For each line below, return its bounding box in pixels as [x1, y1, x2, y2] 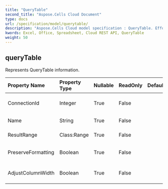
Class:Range [59, 131, 89, 138]
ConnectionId [7, 99, 39, 106]
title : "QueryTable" [5, 7, 48, 12]
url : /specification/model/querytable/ [5, 21, 88, 26]
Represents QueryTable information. [5, 67, 80, 73]
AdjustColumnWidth [7, 169, 55, 176]
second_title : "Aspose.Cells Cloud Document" [5, 12, 101, 17]
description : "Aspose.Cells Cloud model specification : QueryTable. [5, 26, 153, 31]
